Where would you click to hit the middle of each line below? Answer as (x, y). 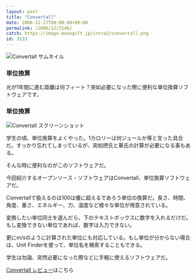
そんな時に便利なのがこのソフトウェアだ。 (58, 165)
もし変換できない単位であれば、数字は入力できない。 (71, 225)
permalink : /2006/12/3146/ (39, 28)
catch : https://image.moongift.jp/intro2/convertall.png (77, 34)
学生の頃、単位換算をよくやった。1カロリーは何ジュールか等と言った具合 (95, 138)
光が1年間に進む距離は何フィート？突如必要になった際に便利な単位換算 (92, 87)
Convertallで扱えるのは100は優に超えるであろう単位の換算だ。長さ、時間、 (97, 198)
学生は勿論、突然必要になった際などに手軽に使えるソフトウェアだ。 (89, 257)
